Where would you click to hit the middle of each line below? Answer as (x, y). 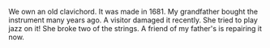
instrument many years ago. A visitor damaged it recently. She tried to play (133, 20)
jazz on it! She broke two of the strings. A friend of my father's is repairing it (135, 28)
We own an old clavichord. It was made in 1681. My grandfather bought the (133, 12)
